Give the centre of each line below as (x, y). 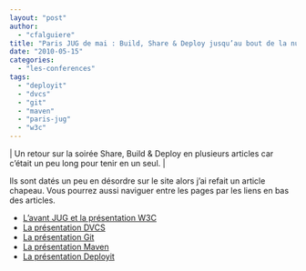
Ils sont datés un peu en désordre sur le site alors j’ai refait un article (138, 181)
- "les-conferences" (56, 69)
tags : (20, 77)
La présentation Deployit (69, 256)
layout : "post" (38, 18)
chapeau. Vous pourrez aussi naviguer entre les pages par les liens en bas (149, 191)
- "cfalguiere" (46, 35)
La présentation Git (58, 237)
